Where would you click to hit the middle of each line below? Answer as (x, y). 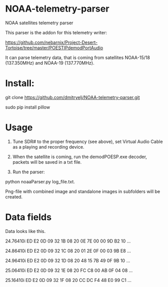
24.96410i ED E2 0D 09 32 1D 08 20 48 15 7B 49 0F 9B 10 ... (68, 260)
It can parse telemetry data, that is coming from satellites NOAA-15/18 (78, 57)
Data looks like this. (25, 231)
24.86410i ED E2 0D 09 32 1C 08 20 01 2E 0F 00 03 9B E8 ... (68, 251)
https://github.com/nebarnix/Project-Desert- (51, 42)
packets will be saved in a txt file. (47, 162)
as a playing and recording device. (48, 147)
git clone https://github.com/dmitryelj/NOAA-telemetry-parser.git (73, 97)
